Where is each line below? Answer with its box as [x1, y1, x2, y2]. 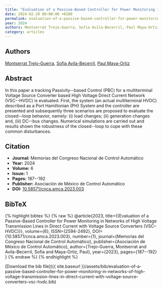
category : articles [5, 30, 45, 34]
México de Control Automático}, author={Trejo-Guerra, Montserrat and [5, 244, 147, 250]
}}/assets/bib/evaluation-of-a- [81, 263, 142, 269]
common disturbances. [5, 128, 51, 134]
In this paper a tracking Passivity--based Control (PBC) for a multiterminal [5, 87, 153, 93]
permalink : [5, 16, 27, 21]
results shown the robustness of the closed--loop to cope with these [5, 123, 143, 129]
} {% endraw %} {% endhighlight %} [5, 254, 78, 260]
